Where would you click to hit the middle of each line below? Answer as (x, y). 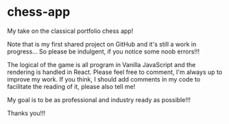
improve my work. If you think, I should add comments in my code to (104, 79)
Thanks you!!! (26, 113)
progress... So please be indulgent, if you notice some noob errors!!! (104, 51)
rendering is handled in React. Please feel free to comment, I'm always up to (115, 72)
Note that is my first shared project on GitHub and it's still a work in (102, 44)
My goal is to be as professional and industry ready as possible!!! (99, 99)
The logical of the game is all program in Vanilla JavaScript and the (101, 64)
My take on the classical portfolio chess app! (70, 31)
